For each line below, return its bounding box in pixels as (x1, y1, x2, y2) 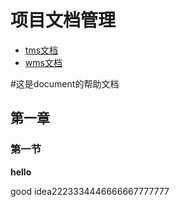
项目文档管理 (10, 9, 117, 32)
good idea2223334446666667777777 (10, 185, 170, 197)
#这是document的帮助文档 (10, 77, 120, 90)
